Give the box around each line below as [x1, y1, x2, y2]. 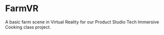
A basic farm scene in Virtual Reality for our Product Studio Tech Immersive [5, 19, 160, 25]
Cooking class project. [5, 24, 51, 30]
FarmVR [5, 3, 39, 14]
